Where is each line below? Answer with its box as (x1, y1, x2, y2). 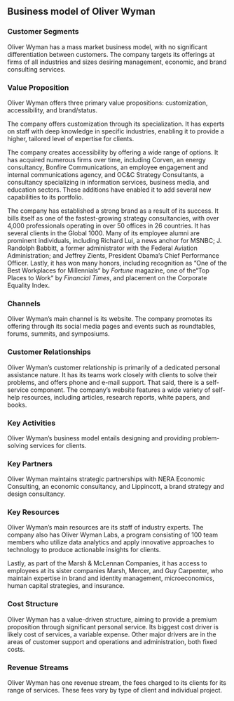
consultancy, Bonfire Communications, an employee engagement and (7, 163, 209, 171)
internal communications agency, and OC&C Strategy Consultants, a (7, 170, 205, 178)
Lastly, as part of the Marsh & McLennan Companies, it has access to (7, 559, 207, 568)
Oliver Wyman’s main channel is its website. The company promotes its (7, 315, 212, 323)
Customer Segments (7, 27, 79, 37)
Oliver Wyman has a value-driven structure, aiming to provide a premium (7, 615, 217, 624)
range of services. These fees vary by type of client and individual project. (7, 686, 223, 695)
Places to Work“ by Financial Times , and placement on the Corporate (7, 273, 207, 282)
